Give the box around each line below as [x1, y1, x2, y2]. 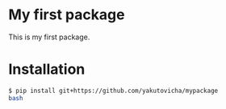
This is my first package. [8, 32, 90, 42]
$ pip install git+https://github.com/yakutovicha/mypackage [8, 87, 219, 95]
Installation [8, 60, 86, 79]
